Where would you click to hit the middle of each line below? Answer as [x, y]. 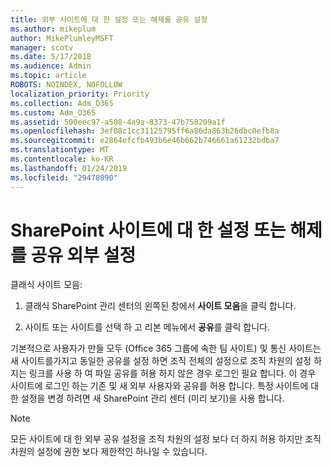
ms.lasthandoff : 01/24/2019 [69, 168]
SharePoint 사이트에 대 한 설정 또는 [148, 230]
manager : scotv [42, 47]
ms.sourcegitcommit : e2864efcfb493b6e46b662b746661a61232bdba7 [145, 141]
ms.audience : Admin [51, 66]
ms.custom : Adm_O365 [53, 112]
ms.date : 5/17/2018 [51, 57]
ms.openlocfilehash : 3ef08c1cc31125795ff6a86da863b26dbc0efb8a [145, 131]
